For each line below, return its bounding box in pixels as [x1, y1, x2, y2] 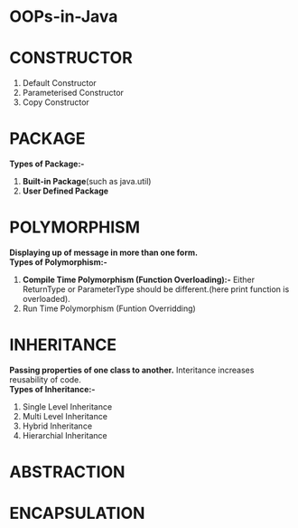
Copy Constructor [22, 97, 90, 108]
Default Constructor [22, 78, 97, 89]
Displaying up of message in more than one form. [9, 247, 199, 258]
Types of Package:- [9, 158, 85, 169]
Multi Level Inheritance [22, 410, 108, 421]
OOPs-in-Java [9, 6, 118, 27]
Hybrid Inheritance [22, 420, 93, 431]
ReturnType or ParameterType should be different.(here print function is [22, 284, 290, 295]
